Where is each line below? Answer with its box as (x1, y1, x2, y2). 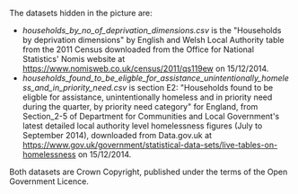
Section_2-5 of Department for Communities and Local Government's (22, 111, 280, 121)
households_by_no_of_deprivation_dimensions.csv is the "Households (22, 25, 282, 35)
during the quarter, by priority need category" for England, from (22, 101, 259, 111)
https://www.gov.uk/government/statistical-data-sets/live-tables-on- (22, 139, 278, 150)
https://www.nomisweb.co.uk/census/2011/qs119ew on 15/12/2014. (22, 63, 269, 74)
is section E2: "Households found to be (128, 83, 274, 93)
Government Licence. (9, 176, 90, 187)
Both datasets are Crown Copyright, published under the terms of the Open (9, 166, 288, 177)
